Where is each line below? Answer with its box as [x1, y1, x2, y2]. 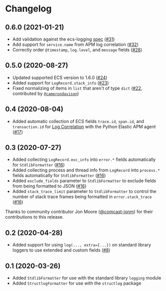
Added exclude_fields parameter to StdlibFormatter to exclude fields [12, 178, 156, 184]
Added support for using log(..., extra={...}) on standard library [12, 242, 151, 248]
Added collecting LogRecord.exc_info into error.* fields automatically [12, 156, 156, 162]
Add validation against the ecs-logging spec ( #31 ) [12, 36, 115, 42]
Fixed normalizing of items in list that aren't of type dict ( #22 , [12, 85, 143, 91]
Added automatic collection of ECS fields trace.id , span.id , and [12, 118, 145, 124]
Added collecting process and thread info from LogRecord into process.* [12, 167, 161, 173]
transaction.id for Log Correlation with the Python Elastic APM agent [12, 123, 156, 129]
